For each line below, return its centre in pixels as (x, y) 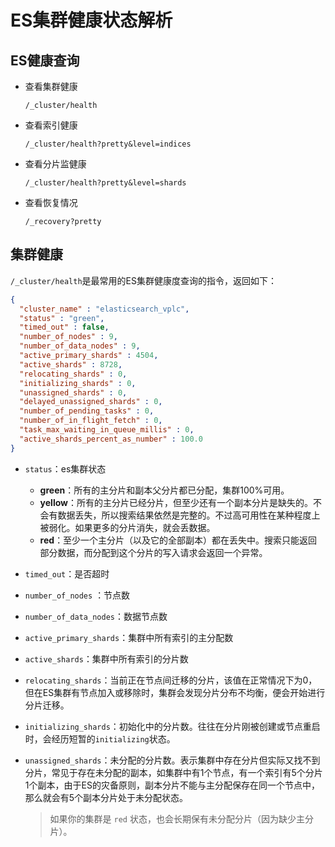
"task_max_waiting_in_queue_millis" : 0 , (107, 430)
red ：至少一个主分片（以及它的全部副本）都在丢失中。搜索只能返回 (178, 540)
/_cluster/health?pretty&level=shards (105, 183)
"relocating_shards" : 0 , (73, 374)
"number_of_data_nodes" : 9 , (80, 346)
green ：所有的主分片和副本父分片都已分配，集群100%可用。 (164, 490)
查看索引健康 (51, 125)
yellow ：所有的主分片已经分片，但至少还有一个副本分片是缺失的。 (176, 502)
